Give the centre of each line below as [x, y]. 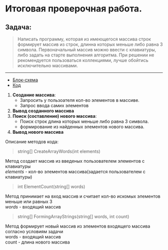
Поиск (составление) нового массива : [54, 116]
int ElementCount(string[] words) [51, 187]
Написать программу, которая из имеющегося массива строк [84, 39]
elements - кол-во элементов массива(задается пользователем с [75, 172]
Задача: [18, 27]
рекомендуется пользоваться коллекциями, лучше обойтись [83, 60]
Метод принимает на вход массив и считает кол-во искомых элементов [83, 196]
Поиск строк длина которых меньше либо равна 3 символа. [84, 121]
